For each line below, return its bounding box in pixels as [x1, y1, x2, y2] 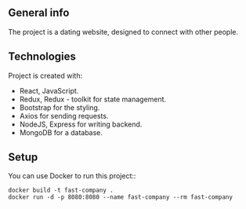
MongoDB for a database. [19, 127, 103, 137]
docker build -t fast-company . [8, 186, 114, 195]
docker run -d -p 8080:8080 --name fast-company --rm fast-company [8, 193, 233, 201]
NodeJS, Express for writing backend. [19, 119, 143, 129]
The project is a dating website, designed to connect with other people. [8, 27, 239, 36]
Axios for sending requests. [19, 111, 109, 120]
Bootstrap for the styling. [19, 102, 100, 112]
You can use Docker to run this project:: [8, 171, 136, 181]
